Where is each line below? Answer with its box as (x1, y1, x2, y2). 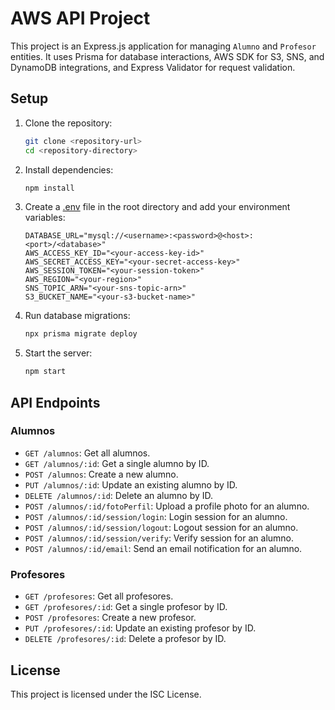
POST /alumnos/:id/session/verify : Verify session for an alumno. (24, 532, 295, 544)
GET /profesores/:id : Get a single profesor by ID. (24, 601, 228, 613)
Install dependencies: (24, 163, 114, 176)
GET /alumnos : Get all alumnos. (24, 447, 151, 459)
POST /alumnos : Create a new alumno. (24, 468, 179, 480)
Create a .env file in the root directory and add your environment (24, 201, 291, 213)
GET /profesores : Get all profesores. (24, 590, 174, 602)
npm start (24, 367, 67, 377)
